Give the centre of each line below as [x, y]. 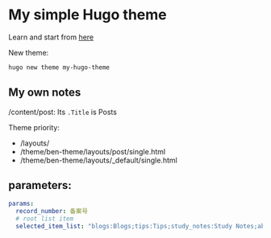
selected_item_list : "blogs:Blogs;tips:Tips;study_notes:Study [124, 227]
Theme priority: [34, 127]
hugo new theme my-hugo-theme [59, 67]
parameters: [40, 185]
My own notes [45, 93]
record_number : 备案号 [52, 211]
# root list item [45, 219]
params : [21, 204]
